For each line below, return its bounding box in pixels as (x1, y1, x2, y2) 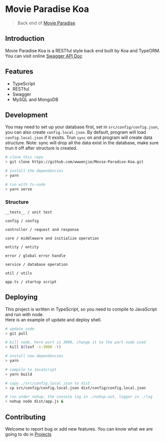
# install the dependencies (5, 168, 64, 174)
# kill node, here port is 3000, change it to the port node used (5, 340, 146, 345)
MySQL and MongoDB (12, 96, 59, 103)
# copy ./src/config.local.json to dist (5, 381, 91, 386)
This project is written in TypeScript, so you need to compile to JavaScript (5, 306, 157, 312)
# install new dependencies (5, 353, 64, 359)
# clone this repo (5, 155, 43, 160)
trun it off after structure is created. (5, 145, 78, 151)
